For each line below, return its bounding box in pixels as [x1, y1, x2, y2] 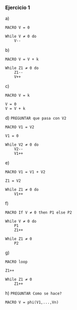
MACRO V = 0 [5, 25, 30, 30]
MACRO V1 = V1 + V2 [5, 170, 46, 175]
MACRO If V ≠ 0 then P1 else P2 [5, 210, 72, 215]
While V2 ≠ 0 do [5, 142, 39, 147]
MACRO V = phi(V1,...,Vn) [5, 300, 59, 305]
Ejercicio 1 [5, 4, 30, 11]
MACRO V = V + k [5, 57, 39, 62]
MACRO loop [5, 259, 28, 265]
